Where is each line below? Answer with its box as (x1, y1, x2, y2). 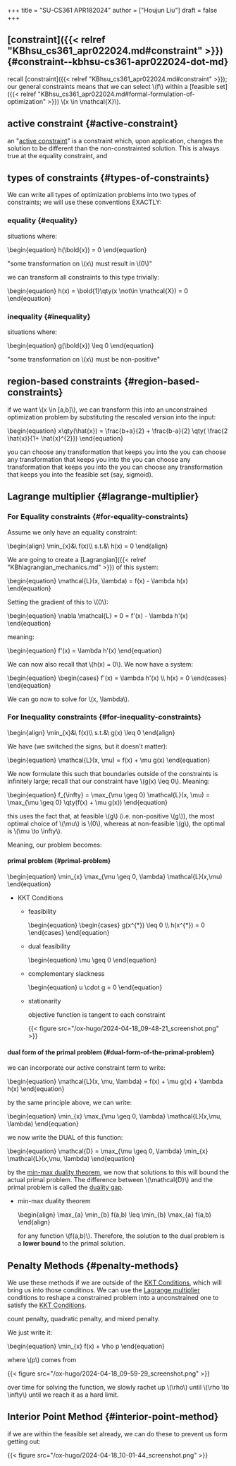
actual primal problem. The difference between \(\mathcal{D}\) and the (7, 1176, 213, 1184)
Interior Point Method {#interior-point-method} (7, 1411, 219, 1423)
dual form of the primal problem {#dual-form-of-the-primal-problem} (7, 1048, 215, 1056)
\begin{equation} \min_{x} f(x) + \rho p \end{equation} (7, 1342, 166, 1351)
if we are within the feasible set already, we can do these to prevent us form (7, 1429, 228, 1438)
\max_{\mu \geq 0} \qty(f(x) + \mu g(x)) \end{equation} (7, 798, 168, 806)
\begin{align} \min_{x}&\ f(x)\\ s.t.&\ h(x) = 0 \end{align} (7, 542, 168, 550)
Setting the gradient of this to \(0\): (7, 597, 108, 606)
